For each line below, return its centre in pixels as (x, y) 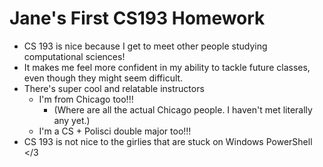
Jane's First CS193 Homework (137, 18)
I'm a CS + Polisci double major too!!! (115, 131)
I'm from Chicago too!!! (86, 99)
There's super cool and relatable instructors (114, 88)
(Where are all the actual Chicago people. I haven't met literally (183, 109)
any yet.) (72, 120)
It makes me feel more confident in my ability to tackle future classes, (167, 67)
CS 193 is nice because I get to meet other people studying (145, 46)
